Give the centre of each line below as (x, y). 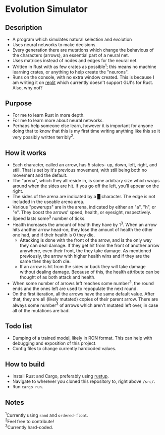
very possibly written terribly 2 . (43, 137)
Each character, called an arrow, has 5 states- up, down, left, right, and (84, 164)
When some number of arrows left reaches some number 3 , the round (83, 283)
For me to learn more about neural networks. (58, 121)
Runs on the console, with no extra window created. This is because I (83, 77)
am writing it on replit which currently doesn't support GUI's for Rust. (83, 82)
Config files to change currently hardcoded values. (64, 349)
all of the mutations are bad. (41, 310)
